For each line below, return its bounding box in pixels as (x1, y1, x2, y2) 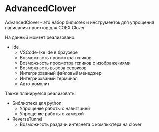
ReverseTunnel (12, 116, 43, 122)
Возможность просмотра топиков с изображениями (19, 60, 131, 66)
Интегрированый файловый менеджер (19, 70, 102, 76)
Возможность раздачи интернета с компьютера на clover (19, 121, 142, 127)
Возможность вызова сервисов (19, 65, 87, 71)
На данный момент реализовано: (5, 34, 76, 40)
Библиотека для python (12, 100, 62, 106)
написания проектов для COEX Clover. (5, 24, 86, 30)
